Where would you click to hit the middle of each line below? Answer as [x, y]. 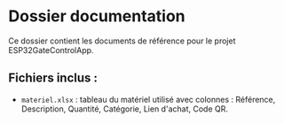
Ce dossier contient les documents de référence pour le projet [122, 41]
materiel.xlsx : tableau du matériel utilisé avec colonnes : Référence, [148, 99]
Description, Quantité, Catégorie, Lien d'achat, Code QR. [124, 109]
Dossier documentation [97, 16]
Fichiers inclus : [53, 78]
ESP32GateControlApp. [51, 50]
